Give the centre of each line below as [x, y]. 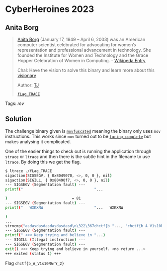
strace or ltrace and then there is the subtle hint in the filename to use [78, 156]
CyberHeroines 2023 [50, 9]
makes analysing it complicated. [38, 141]
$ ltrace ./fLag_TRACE [29, 171]
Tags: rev [15, 103]
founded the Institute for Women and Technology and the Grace [83, 55]
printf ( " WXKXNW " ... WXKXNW [64, 207]
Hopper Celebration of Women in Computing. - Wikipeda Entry [81, 60]
